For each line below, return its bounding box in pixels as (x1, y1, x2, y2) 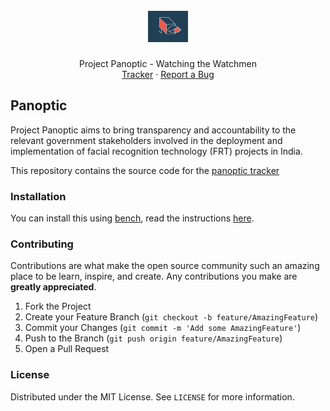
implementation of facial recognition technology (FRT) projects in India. (10, 145, 303, 157)
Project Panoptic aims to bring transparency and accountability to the (10, 124, 297, 136)
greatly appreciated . (10, 281, 97, 293)
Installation (10, 189, 67, 203)
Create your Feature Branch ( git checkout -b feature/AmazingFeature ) (24, 311, 319, 323)
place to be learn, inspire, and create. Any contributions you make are (10, 270, 298, 283)
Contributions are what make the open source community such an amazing (10, 260, 320, 272)
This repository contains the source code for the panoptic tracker (10, 164, 280, 176)
